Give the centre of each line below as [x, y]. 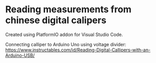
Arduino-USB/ [20, 55]
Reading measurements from [69, 9]
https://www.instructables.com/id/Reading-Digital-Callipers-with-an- [78, 50]
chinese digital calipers [56, 20]
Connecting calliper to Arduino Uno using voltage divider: [66, 44]
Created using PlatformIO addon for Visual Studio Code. [64, 34]
